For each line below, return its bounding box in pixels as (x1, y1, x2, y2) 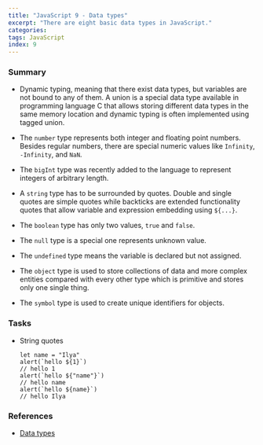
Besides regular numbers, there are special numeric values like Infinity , (19, 142, 255, 151)
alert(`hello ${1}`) (19, 358, 87, 366)
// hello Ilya (19, 392, 66, 400)
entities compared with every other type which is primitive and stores (19, 274, 244, 284)
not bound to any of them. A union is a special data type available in (19, 93, 239, 102)
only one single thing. (19, 283, 89, 292)
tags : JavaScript (8, 33, 65, 42)
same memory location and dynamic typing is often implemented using (19, 109, 250, 119)
